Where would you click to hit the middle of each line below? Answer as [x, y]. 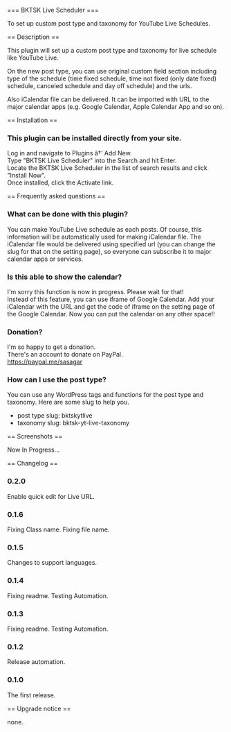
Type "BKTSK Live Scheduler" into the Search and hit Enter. [92, 161]
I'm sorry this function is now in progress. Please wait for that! [96, 291]
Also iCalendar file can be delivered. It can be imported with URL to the [108, 99]
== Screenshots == [35, 436]
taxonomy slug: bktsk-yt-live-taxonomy [73, 423]
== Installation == [33, 120]
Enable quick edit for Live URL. [51, 496]
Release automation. [36, 662]
